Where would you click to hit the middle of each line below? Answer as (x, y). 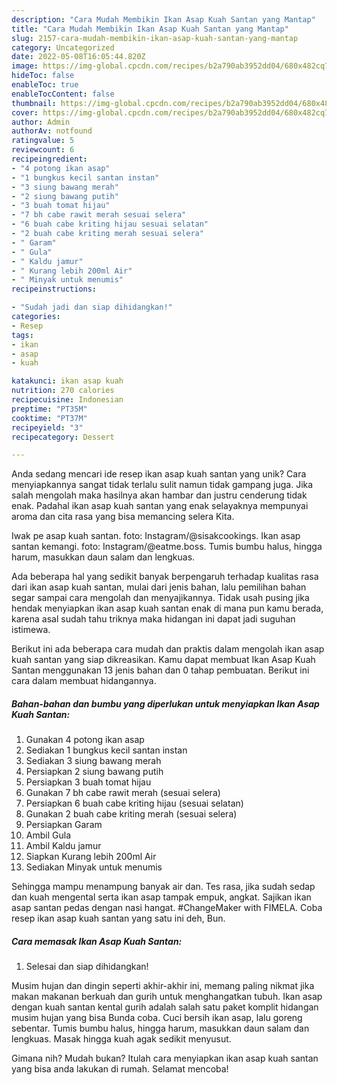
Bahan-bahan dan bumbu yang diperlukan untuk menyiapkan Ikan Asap (165, 703)
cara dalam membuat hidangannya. (84, 681)
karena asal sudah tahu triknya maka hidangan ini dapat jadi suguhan (153, 619)
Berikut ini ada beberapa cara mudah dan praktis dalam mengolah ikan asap (168, 649)
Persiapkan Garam (64, 825)
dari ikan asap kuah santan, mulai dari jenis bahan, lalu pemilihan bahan (159, 587)
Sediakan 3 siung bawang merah (93, 761)
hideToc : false (43, 76)
